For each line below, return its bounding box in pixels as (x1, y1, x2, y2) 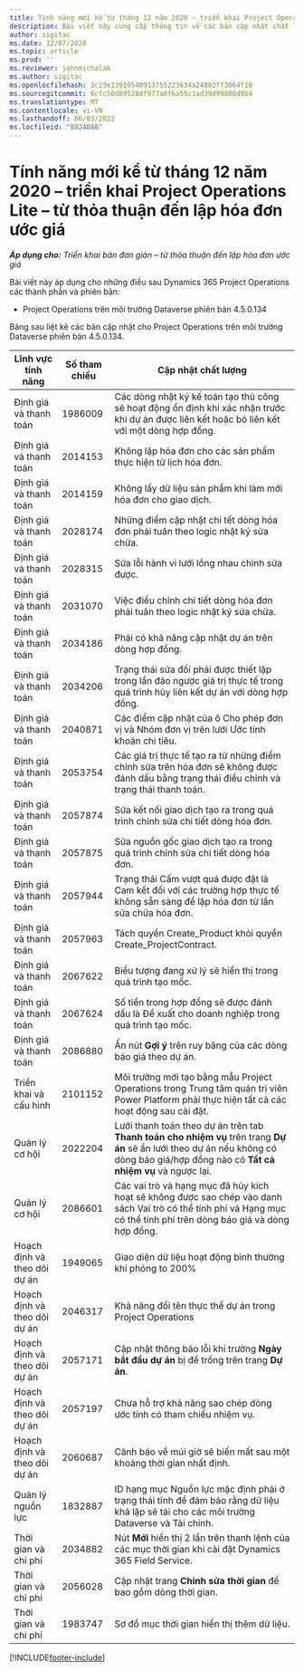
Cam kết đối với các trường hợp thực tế (114, 884, 280, 897)
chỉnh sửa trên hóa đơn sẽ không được (114, 760, 278, 773)
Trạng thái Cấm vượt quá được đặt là (114, 872, 269, 885)
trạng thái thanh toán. (114, 783, 205, 795)
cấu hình (14, 1099, 52, 1111)
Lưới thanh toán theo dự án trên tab (114, 1119, 264, 1132)
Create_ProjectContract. (114, 938, 217, 951)
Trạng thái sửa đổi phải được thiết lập (114, 663, 272, 676)
